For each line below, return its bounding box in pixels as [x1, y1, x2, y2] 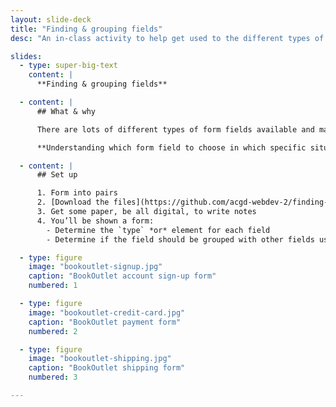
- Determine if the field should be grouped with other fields [46, 234, 315, 245]
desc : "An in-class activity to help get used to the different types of [10, 33, 325, 43]
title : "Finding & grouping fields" [10, 24, 163, 34]
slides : [10, 51, 43, 61]
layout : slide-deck [10, 14, 92, 25]
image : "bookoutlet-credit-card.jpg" [28, 307, 186, 318]
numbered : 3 [28, 372, 78, 383]
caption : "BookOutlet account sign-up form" [28, 271, 217, 281]
